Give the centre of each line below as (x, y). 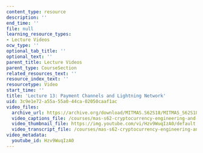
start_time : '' (25, 90)
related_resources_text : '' (42, 73)
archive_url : (28, 113)
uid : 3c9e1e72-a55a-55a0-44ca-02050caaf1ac (62, 101)
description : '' (27, 17)
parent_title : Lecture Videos (44, 62)
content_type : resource (36, 12)
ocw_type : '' (23, 46)
